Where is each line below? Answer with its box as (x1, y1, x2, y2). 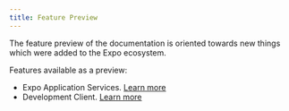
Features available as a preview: (9, 64, 128, 75)
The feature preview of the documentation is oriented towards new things (9, 38, 281, 48)
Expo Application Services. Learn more (21, 81, 166, 92)
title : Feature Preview (9, 13, 98, 22)
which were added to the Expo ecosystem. (9, 47, 167, 58)
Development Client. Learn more (21, 91, 142, 102)
